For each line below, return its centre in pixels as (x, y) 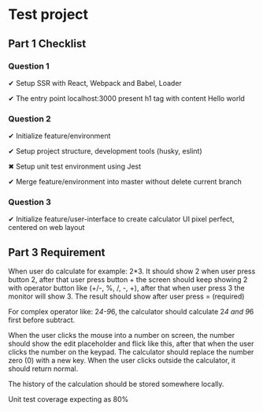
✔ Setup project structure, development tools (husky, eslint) (105, 151)
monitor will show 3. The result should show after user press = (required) (126, 296)
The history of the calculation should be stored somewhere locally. (116, 384)
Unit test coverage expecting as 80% (69, 399)
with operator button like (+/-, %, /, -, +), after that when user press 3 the (127, 288)
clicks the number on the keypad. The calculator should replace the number (131, 352)
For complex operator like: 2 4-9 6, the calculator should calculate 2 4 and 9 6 (131, 312)
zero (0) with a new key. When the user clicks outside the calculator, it (122, 361)
